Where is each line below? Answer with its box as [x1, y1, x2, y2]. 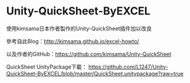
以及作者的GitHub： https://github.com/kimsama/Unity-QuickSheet [6, 50, 172, 58]
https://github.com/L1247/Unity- [88, 63, 168, 70]
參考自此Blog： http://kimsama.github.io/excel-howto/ [6, 37, 139, 45]
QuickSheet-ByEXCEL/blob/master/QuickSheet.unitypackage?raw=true [6, 70, 184, 77]
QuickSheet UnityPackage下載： [6, 63, 87, 70]
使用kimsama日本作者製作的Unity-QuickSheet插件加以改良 [6, 25, 152, 32]
